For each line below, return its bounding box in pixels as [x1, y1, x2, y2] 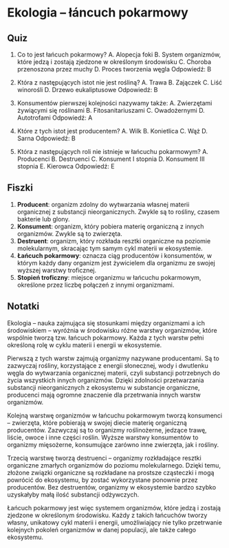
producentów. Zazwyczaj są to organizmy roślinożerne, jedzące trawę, [7, 426, 208, 434]
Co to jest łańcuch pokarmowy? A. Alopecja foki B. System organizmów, [17, 50, 221, 58]
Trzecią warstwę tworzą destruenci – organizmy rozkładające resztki [7, 454, 201, 462]
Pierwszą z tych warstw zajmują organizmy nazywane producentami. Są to [7, 354, 220, 362]
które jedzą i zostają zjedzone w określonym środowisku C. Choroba [17, 58, 212, 66]
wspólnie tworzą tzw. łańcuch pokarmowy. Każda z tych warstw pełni [7, 333, 204, 342]
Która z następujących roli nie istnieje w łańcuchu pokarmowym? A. [17, 148, 208, 155]
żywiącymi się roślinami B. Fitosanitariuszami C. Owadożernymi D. [17, 107, 205, 114]
